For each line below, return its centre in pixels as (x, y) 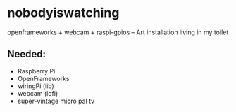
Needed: (27, 54)
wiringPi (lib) (36, 86)
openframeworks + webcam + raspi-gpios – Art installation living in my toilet (118, 32)
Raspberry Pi (36, 71)
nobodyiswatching (63, 13)
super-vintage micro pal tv (56, 101)
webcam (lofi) (38, 93)
